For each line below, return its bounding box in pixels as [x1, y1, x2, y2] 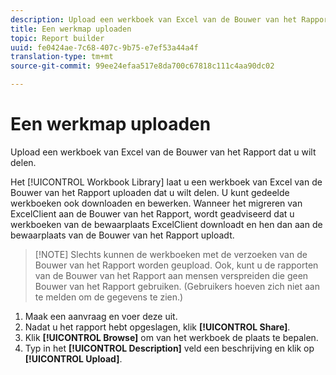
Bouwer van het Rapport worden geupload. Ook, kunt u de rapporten [34, 259, 319, 271]
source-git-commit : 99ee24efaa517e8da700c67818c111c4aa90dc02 [10, 61, 275, 71]
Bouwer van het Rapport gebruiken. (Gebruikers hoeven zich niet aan [34, 280, 320, 292]
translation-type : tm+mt [10, 52, 114, 62]
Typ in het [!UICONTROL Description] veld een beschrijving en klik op [24, 342, 315, 354]
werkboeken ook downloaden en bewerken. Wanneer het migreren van [10, 197, 303, 209]
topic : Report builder [10, 33, 105, 43]
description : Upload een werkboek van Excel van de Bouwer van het [10, 14, 298, 25]
